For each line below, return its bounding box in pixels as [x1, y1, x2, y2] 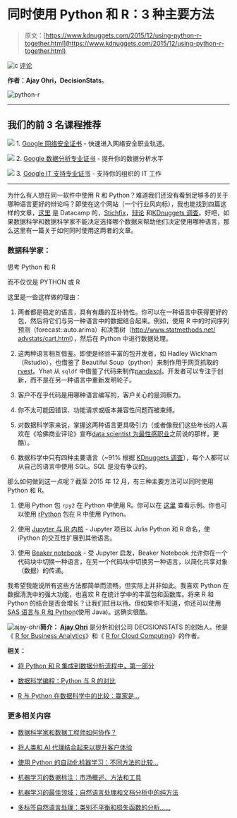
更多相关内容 [7, 711, 51, 721]
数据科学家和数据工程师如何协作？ [17, 728, 117, 737]
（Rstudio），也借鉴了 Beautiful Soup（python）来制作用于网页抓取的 [17, 358, 219, 367]
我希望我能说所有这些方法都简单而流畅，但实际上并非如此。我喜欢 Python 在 [7, 582, 229, 590]
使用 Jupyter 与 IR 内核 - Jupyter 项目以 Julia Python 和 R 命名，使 [17, 525, 210, 534]
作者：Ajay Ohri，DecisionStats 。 [7, 76, 108, 85]
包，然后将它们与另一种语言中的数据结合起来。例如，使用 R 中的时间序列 [17, 317, 229, 325]
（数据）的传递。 [17, 566, 68, 575]
